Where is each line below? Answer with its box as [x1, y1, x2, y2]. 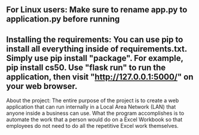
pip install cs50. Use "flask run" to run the [6, 62, 166, 72]
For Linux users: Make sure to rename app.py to [6, 5, 188, 15]
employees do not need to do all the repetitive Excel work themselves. [6, 122, 179, 130]
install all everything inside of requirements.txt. [6, 44, 187, 54]
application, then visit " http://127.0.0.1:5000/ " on [6, 72, 194, 82]
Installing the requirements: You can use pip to [6, 34, 183, 44]
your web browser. [6, 81, 78, 91]
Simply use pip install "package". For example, [6, 53, 183, 63]
